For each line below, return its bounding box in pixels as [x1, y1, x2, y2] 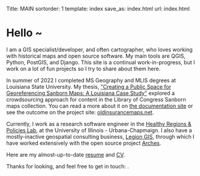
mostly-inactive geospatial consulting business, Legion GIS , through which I [6, 133, 195, 140]
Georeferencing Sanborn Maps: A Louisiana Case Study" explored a [6, 90, 175, 97]
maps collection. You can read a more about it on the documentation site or [6, 102, 193, 109]
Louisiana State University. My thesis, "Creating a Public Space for [6, 83, 172, 90]
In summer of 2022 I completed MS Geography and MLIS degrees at [6, 76, 177, 83]
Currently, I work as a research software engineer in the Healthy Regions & [6, 120, 192, 127]
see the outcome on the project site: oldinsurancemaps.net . [6, 108, 154, 116]
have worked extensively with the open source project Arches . [6, 139, 161, 147]
